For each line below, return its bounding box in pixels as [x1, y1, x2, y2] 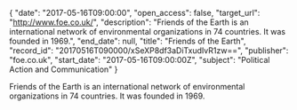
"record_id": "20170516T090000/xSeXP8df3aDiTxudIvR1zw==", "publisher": [9, 45, 289, 56]
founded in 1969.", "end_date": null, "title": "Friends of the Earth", [9, 35, 246, 46]
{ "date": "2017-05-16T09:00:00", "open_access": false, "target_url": [9, 8, 261, 18]
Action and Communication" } [9, 64, 118, 75]
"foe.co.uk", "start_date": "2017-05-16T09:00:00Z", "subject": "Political [9, 55, 270, 65]
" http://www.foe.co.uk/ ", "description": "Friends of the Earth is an [9, 17, 249, 27]
